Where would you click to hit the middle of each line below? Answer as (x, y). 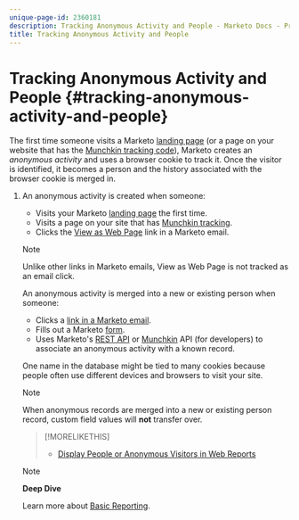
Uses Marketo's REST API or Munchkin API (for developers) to (149, 339)
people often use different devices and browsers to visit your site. (142, 376)
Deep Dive (42, 489)
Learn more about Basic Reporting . (86, 506)
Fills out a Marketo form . (80, 330)
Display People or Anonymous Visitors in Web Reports (157, 454)
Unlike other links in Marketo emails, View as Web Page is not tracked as (155, 267)
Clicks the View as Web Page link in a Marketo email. (132, 232)
